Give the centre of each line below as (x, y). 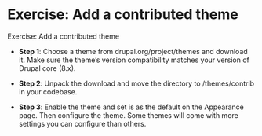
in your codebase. (48, 91)
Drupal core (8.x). (47, 68)
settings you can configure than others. (82, 123)
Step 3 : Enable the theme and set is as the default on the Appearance (131, 107)
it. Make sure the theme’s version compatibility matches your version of (134, 60)
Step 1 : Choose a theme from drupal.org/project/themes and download (133, 51)
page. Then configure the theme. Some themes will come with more (128, 115)
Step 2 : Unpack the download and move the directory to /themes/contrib (136, 83)
